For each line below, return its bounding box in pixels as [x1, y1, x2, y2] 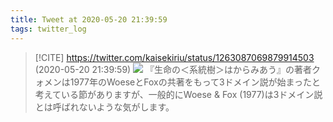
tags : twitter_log [10, 24, 87, 34]
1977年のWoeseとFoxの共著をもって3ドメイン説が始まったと [69, 76, 322, 88]
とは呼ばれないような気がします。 [34, 101, 175, 113]
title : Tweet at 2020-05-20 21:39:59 [10, 14, 168, 25]
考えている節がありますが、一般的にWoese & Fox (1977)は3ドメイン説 [34, 88, 323, 100]
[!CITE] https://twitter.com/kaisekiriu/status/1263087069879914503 [34, 51, 315, 63]
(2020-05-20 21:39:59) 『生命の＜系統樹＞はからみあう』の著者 [34, 63, 313, 75]
